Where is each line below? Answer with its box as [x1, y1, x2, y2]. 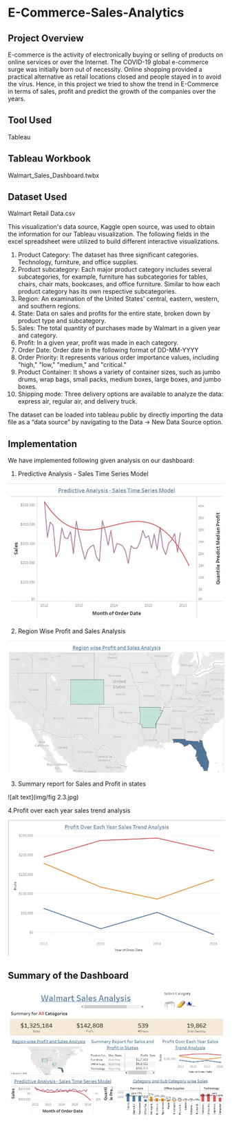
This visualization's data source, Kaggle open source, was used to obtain [8, 223, 215, 231]
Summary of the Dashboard [8, 969, 129, 981]
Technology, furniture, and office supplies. [17, 258, 138, 266]
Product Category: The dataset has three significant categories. [17, 250, 199, 259]
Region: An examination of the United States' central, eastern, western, [17, 295, 220, 303]
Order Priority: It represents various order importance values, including [17, 353, 219, 361]
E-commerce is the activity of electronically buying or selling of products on [8, 50, 223, 59]
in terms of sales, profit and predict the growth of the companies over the [8, 88, 216, 95]
